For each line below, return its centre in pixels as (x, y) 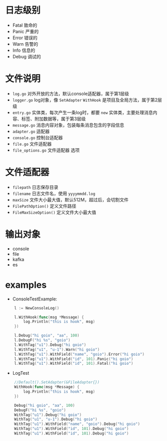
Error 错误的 (25, 38)
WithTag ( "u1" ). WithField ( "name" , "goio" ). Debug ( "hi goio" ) (77, 424)
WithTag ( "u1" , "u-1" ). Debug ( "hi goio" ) (56, 419)
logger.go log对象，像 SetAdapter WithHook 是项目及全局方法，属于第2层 (87, 100)
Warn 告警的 (25, 44)
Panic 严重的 (26, 31)
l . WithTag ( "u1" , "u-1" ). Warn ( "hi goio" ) (57, 350)
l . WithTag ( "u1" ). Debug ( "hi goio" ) (50, 345)
